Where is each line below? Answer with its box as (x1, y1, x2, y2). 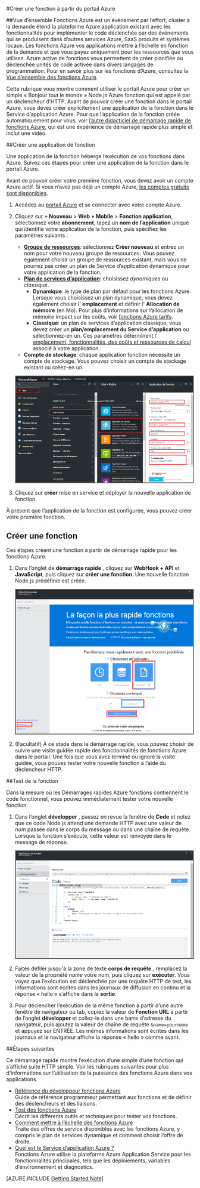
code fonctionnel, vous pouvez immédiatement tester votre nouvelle (6, 795, 173, 802)
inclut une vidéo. (6, 129, 47, 137)
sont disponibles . (6, 190, 49, 196)
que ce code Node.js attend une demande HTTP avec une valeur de (14, 819, 182, 826)
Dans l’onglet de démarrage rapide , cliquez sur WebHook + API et (14, 564, 180, 572)
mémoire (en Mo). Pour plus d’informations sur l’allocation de (32, 307, 183, 314)
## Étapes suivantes (6, 1045, 55, 1052)
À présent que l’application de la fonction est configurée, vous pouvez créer (6, 507, 192, 514)
